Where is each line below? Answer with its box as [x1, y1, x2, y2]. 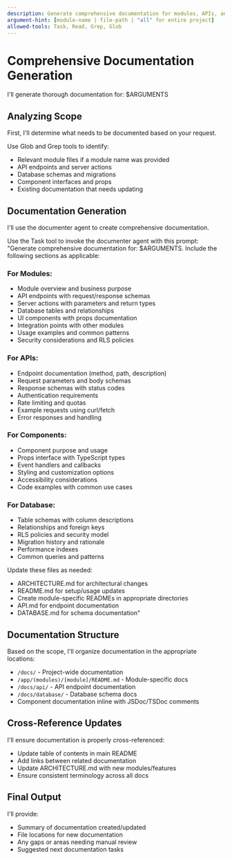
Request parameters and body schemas [17, 376, 131, 385]
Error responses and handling [17, 413, 102, 421]
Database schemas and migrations [17, 170, 116, 179]
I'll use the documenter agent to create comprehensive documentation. [7, 223, 209, 232]
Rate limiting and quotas [17, 399, 86, 407]
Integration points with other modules [17, 321, 124, 329]
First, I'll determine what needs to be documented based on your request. [7, 129, 217, 137]
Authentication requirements [17, 391, 99, 399]
